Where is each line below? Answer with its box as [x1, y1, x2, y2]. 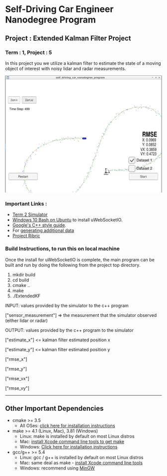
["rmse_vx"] [5, 375, 30, 381]
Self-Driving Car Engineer [5, 3, 114, 15]
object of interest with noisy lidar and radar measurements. [5, 65, 126, 71]
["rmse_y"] [5, 366, 27, 372]
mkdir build [12, 271, 36, 277]
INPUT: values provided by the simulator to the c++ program [5, 302, 129, 308]
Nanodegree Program [5, 14, 96, 25]
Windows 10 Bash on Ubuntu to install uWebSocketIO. [12, 217, 123, 223]
